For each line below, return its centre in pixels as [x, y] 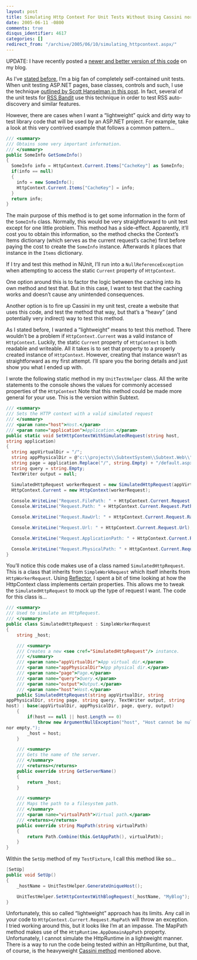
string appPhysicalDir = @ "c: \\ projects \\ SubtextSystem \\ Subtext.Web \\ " [102, 458]
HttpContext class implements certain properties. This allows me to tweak [95, 584]
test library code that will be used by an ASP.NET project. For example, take [97, 121]
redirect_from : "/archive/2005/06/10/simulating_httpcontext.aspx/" [91, 45]
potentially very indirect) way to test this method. [65, 318]
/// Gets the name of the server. [59, 755]
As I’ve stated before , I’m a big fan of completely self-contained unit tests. [96, 79]
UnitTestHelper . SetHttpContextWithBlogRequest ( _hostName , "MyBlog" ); [103, 896]
